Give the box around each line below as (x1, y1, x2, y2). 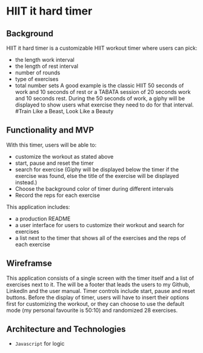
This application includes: (6, 203, 70, 210)
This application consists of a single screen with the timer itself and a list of (6, 274, 195, 282)
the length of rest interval (15, 62, 79, 70)
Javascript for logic (15, 340, 65, 348)
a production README (15, 215, 71, 222)
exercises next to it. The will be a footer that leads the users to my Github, (6, 280, 191, 288)
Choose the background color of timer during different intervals (15, 185, 174, 192)
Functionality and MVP (6, 125, 95, 136)
